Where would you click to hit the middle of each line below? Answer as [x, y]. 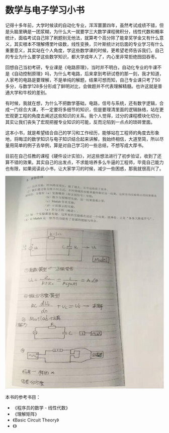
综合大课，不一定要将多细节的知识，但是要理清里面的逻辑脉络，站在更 [91, 109]
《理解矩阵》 [26, 414]
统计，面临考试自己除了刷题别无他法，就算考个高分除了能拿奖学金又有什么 [82, 38]
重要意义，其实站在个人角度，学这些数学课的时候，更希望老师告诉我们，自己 [84, 50]
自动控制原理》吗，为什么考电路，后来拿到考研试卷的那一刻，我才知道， [89, 73]
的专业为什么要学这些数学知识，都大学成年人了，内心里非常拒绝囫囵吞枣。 [82, 56]
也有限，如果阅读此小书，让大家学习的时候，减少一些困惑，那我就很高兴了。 [84, 168]
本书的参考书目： [23, 397]
